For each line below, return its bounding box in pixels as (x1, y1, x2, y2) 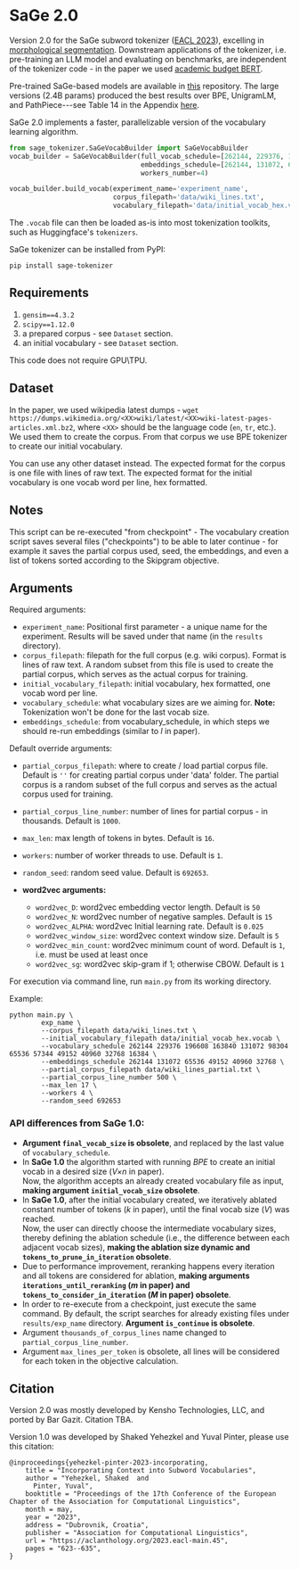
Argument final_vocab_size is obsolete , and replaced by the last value (21, 1137, 285, 1148)
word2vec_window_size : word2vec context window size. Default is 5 (35, 930, 279, 941)
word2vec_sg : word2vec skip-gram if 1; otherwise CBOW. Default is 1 (35, 959, 285, 970)
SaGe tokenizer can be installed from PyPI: (9, 244, 166, 255)
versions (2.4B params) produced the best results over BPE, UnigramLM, (9, 90, 277, 101)
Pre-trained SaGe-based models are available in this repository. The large (9, 80, 279, 91)
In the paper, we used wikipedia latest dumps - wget (9, 404, 199, 415)
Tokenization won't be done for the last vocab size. (21, 706, 210, 718)
